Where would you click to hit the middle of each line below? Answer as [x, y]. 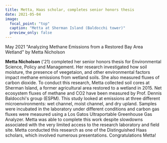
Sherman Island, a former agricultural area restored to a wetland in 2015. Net [83, 88]
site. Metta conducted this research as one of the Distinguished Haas [76, 130]
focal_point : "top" [30, 24]
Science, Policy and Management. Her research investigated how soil [76, 67]
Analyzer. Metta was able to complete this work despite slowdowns [74, 119]
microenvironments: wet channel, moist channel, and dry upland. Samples [81, 104]
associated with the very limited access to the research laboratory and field [82, 125]
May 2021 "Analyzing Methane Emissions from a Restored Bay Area [74, 47]
